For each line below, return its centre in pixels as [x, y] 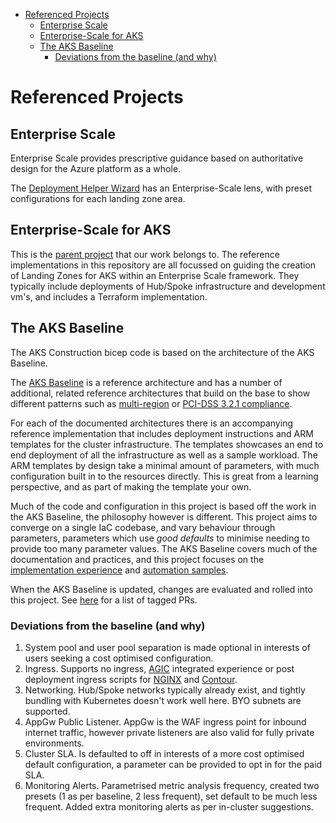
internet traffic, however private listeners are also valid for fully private [169, 732]
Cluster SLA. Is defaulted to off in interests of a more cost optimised [164, 753]
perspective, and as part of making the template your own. [131, 486]
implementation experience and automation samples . [119, 570]
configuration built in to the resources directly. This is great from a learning [164, 476]
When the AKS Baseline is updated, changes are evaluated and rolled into [161, 589]
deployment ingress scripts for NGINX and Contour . [131, 679]
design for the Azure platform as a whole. [96, 168]
